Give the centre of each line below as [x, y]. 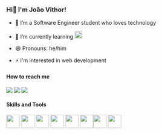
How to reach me [28, 76]
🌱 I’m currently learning [44, 37]
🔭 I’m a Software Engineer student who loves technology [86, 23]
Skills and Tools [26, 104]
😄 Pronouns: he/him [40, 48]
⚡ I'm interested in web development [61, 60]
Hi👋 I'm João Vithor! [36, 10]
